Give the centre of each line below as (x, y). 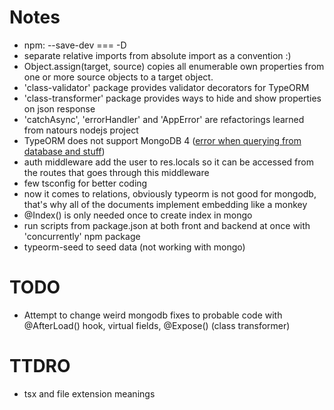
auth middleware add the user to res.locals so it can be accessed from (168, 162)
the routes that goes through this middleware (116, 172)
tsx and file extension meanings (89, 393)
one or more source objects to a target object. (118, 77)
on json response (59, 108)
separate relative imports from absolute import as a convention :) (157, 55)
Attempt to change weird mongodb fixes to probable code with (153, 315)
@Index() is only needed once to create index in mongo (138, 215)
